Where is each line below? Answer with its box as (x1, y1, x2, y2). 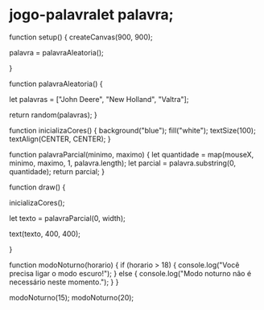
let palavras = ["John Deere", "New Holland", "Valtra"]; (9, 94, 189, 104)
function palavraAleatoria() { (9, 79, 103, 88)
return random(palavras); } (9, 110, 97, 120)
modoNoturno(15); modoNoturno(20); (9, 292, 134, 302)
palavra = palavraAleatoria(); (9, 47, 104, 57)
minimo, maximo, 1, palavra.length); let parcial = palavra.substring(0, (9, 158, 237, 168)
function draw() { (9, 182, 66, 192)
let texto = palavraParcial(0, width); (9, 213, 126, 222)
